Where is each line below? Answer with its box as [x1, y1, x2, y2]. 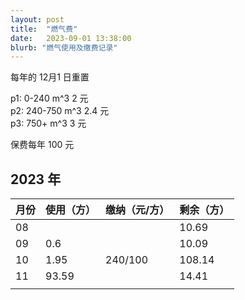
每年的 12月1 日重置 [10, 71, 90, 83]
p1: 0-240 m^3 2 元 [10, 92, 89, 105]
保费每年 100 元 [10, 139, 75, 151]
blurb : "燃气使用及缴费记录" [10, 42, 118, 53]
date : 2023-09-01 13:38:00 [10, 33, 132, 43]
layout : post [10, 14, 65, 25]
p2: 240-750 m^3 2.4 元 [10, 105, 110, 117]
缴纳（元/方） [105, 203, 170, 217]
